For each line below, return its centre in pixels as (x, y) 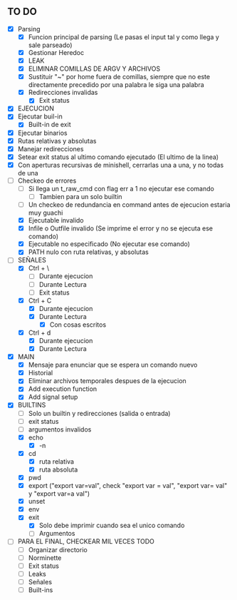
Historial (41, 373)
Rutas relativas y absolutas (57, 141)
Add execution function (63, 389)
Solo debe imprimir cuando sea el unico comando (112, 525)
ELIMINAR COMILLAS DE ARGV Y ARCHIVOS (94, 69)
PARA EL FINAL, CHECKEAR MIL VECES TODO (86, 541)
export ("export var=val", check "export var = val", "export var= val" (128, 486)
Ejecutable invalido (56, 220)
